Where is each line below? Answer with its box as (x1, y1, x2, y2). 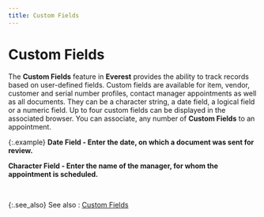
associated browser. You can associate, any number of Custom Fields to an (8, 114, 255, 123)
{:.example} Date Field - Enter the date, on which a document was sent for (8, 137, 255, 147)
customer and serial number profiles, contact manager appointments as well (8, 88, 257, 98)
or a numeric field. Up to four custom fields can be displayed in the (8, 105, 226, 114)
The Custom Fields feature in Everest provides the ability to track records (8, 72, 249, 81)
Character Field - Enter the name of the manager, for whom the (8, 161, 219, 170)
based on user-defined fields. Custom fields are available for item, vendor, (8, 80, 251, 89)
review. (8, 145, 33, 155)
